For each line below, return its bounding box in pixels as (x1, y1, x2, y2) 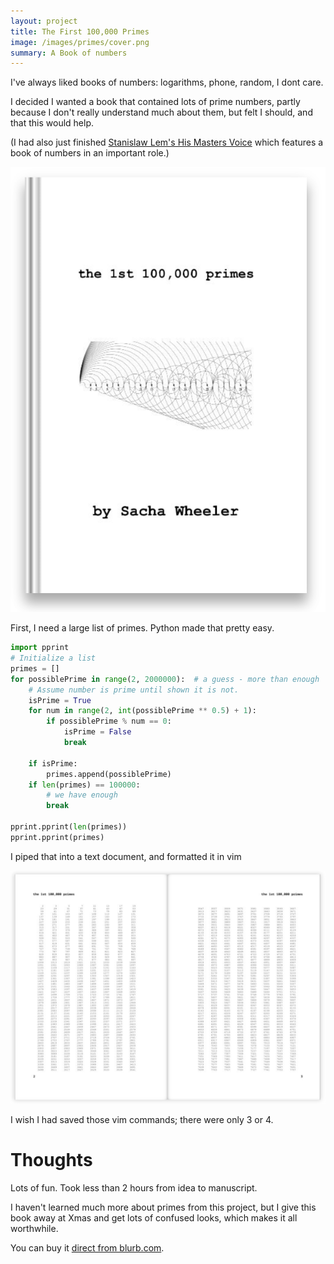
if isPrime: (28, 758, 78, 769)
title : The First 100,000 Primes (10, 26, 150, 37)
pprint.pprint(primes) (10, 832, 105, 842)
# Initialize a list (10, 653, 97, 664)
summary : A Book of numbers (10, 48, 128, 58)
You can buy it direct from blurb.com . (10, 1241, 165, 1254)
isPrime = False (63, 727, 132, 737)
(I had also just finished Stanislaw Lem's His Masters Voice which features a (10, 136, 324, 149)
